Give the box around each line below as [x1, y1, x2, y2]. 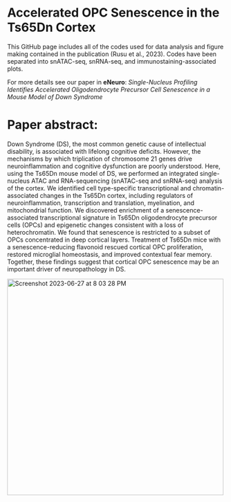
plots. [7, 64, 24, 73]
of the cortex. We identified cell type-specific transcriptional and [7, 183, 192, 192]
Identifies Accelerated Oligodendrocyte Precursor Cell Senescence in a [7, 85, 211, 93]
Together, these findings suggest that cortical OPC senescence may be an [7, 258, 219, 266]
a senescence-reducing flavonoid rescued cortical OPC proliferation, [7, 242, 204, 251]
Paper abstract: [7, 117, 98, 133]
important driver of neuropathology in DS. [7, 265, 127, 273]
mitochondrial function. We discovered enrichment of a [7, 206, 165, 214]
